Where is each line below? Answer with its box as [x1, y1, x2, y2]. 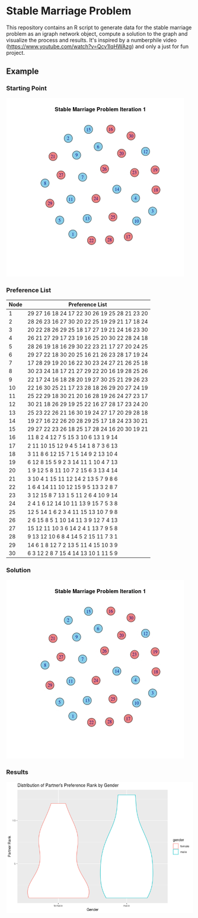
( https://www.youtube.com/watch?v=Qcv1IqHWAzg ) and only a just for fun [6, 43, 189, 50]
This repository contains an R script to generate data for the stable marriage [6, 24, 192, 31]
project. [6, 49, 25, 56]
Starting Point [6, 84, 47, 93]
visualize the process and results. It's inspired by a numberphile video [6, 36, 177, 43]
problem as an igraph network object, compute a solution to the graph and [6, 30, 188, 37]
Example [6, 67, 39, 77]
